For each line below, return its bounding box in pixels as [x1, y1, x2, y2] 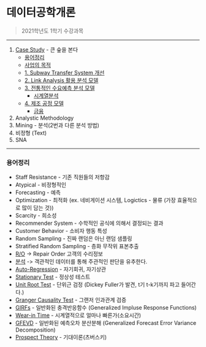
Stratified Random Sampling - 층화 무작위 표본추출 [15, 243, 139, 250]
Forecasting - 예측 [15, 189, 61, 197]
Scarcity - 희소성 [15, 212, 57, 219]
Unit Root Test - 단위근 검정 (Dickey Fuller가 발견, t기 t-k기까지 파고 [15, 281, 180, 289]
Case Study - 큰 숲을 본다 [15, 45, 78, 53]
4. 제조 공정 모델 [24, 99, 64, 107]
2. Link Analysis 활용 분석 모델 [24, 76, 99, 84]
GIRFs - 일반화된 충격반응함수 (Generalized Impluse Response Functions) [15, 304, 197, 311]
